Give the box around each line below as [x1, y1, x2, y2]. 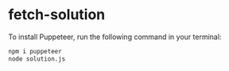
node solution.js [8, 54, 66, 63]
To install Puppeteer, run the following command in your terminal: [8, 32, 222, 41]
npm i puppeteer [8, 47, 62, 55]
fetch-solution [8, 6, 106, 24]
